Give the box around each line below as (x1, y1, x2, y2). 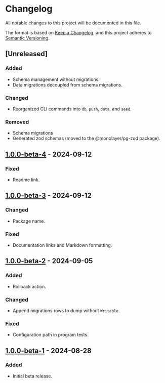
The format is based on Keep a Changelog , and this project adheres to (5, 29, 152, 35)
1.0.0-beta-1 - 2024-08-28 (5, 346, 92, 355)
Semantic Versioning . (5, 35, 50, 41)
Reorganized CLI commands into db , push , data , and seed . (12, 106, 132, 112)
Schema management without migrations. (12, 76, 100, 82)
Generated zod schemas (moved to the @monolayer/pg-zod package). (12, 135, 160, 142)
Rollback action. (12, 283, 47, 289)
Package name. (12, 218, 46, 224)
